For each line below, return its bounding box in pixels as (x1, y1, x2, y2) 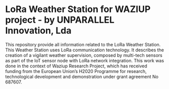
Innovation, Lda (5, 25, 72, 36)
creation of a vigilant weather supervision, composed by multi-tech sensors (5, 52, 162, 58)
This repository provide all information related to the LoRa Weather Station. (5, 41, 161, 47)
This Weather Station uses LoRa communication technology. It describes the (5, 47, 164, 53)
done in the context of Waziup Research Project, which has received (5, 63, 147, 69)
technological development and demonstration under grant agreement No (5, 73, 159, 79)
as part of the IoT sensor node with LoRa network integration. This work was (5, 57, 164, 63)
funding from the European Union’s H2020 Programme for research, (5, 68, 147, 74)
